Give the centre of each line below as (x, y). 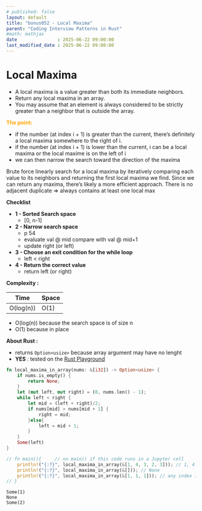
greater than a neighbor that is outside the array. (75, 111)
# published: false (31, 12)
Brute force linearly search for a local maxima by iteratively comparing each (100, 171)
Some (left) (31, 442)
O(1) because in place (42, 329)
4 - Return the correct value (50, 265)
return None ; (44, 381)
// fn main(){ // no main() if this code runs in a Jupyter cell (95, 459)
